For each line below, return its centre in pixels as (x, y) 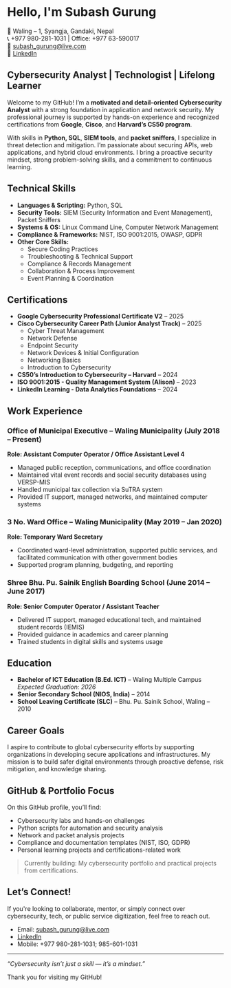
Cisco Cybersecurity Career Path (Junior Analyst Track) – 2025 (109, 323)
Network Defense (52, 339)
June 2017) (26, 591)
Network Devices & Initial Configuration (83, 353)
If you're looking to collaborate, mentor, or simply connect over (96, 908)
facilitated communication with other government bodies (97, 557)
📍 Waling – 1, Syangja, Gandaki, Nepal (60, 31)
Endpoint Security (53, 345)
